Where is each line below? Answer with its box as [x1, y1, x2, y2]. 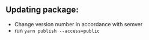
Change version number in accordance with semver [14, 20, 143, 27]
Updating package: [5, 5, 79, 15]
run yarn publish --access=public [14, 27, 100, 34]
